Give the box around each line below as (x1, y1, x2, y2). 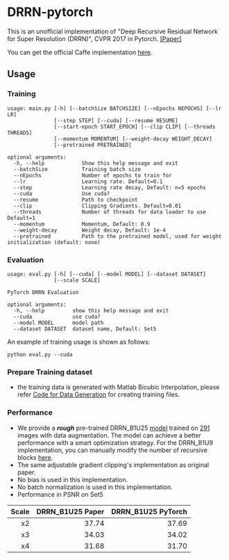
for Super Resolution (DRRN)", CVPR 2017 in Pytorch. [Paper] (7, 34, 182, 42)
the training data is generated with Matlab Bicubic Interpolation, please (17, 383, 220, 392)
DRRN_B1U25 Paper (36, 506, 105, 516)
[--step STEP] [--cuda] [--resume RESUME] (53, 117, 178, 124)
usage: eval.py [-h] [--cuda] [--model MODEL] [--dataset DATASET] (7, 271, 207, 278)
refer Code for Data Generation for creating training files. (17, 390, 180, 399)
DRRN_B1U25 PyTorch (110, 506, 187, 516)
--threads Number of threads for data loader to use (13, 208, 207, 216)
